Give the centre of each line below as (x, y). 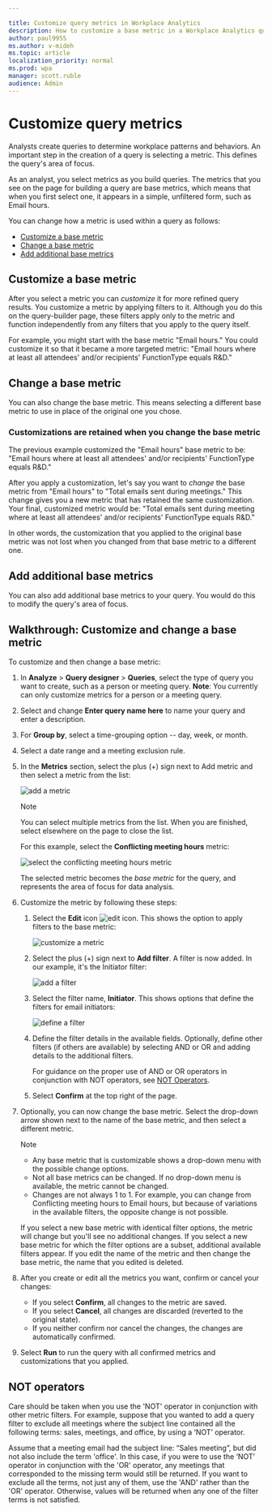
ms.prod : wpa (30, 69)
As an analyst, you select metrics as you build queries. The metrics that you (135, 179)
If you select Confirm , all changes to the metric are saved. (129, 1302)
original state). (56, 1319)
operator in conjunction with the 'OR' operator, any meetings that (117, 1465)
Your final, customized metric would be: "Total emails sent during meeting (132, 509)
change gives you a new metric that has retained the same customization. (132, 500)
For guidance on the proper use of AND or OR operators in (130, 1072)
